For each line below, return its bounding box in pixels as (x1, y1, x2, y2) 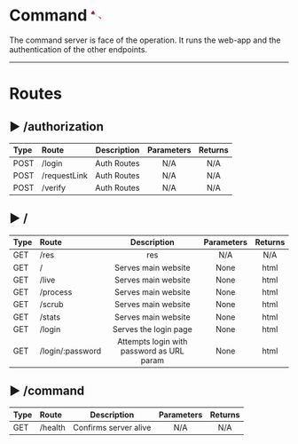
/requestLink (41, 170, 89, 180)
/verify (41, 183, 67, 194)
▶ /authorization (9, 119, 104, 134)
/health (39, 423, 67, 433)
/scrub (39, 299, 64, 310)
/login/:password (39, 345, 102, 356)
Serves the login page (112, 323, 192, 334)
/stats (39, 312, 60, 322)
